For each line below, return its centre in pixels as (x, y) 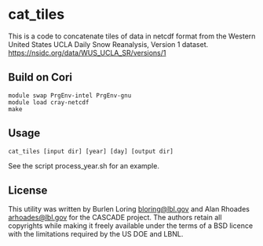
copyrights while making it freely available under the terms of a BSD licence (131, 226)
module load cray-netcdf (49, 102)
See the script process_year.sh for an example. (84, 165)
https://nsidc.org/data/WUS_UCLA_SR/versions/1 (87, 52)
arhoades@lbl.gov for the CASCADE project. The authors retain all (115, 218)
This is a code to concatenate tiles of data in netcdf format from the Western (132, 36)
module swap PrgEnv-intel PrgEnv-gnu (70, 96)
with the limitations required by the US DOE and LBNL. (96, 234)
